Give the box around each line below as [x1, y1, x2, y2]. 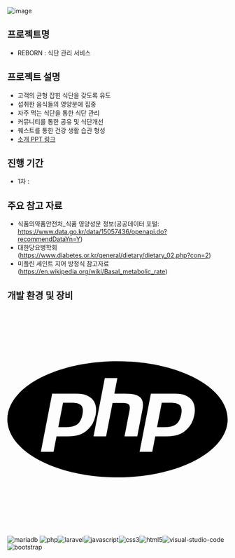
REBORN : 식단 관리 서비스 [17, 48, 91, 57]
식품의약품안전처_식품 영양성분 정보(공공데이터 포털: [17, 219, 159, 228]
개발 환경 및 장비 [7, 290, 73, 301]
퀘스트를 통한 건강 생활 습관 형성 [17, 126, 106, 135]
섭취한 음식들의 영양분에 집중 [17, 100, 97, 108]
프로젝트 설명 [7, 71, 61, 83]
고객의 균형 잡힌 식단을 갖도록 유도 [17, 91, 111, 100]
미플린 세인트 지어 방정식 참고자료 [17, 259, 110, 268]
